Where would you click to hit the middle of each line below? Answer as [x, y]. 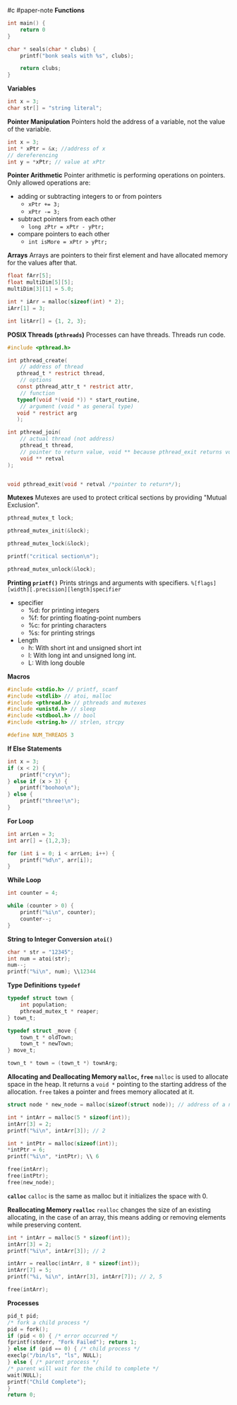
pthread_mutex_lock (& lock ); [49, 544]
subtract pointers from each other [67, 219]
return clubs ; [41, 69]
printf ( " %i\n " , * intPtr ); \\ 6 [53, 1157]
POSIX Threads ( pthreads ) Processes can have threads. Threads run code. [116, 335]
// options [36, 380]
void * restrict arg [47, 413]
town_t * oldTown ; [47, 1037]
